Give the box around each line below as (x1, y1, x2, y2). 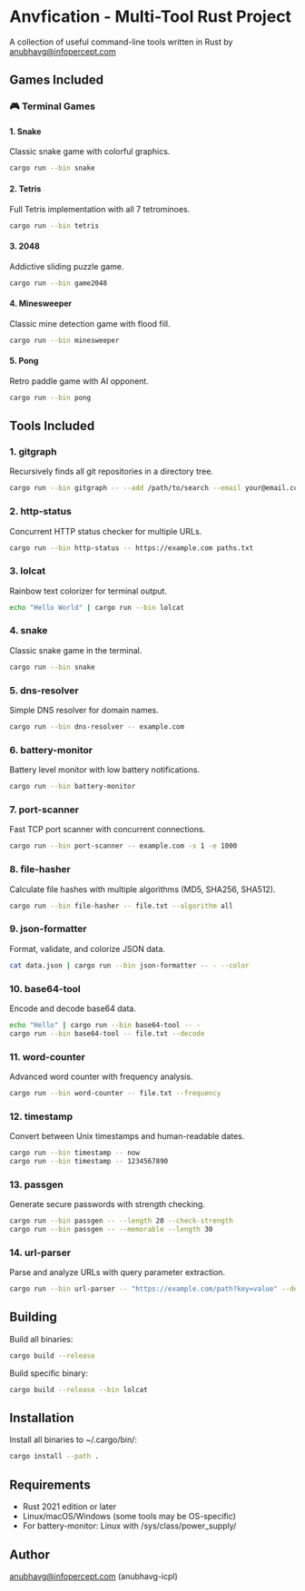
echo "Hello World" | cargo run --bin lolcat (9, 603, 184, 612)
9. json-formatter (9, 923, 87, 936)
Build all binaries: (9, 1333, 74, 1344)
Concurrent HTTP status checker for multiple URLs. (9, 525, 202, 536)
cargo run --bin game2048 (9, 279, 107, 288)
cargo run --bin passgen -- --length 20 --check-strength (9, 1216, 233, 1226)
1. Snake (9, 125, 42, 137)
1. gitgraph (9, 445, 57, 457)
